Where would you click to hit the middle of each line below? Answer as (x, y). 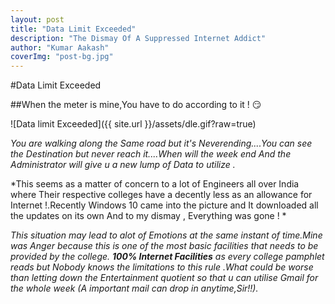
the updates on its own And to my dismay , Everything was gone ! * (148, 216)
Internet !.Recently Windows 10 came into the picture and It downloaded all (164, 205)
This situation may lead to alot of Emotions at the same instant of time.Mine (166, 235)
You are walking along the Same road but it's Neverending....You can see (161, 143)
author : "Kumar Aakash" (60, 47)
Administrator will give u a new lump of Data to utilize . (123, 165)
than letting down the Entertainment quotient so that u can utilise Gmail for (164, 278)
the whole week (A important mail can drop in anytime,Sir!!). (134, 288)
